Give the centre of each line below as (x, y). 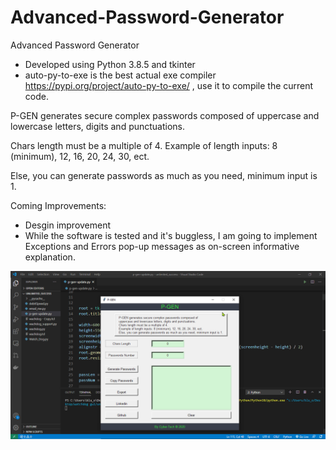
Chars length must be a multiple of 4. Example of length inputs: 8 (144, 145)
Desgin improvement (68, 225)
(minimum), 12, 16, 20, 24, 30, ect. (80, 156)
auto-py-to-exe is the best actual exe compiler (120, 75)
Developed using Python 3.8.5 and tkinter (110, 64)
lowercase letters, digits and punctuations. (98, 126)
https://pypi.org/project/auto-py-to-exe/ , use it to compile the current (169, 85)
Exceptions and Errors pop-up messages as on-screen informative (162, 246)
